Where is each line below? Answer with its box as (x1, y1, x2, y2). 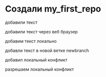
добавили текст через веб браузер (5, 29, 78, 34)
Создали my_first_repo (5, 3, 101, 15)
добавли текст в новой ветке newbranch (5, 47, 89, 53)
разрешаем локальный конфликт (5, 66, 74, 72)
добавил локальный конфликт (5, 57, 67, 62)
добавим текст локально (5, 38, 57, 44)
